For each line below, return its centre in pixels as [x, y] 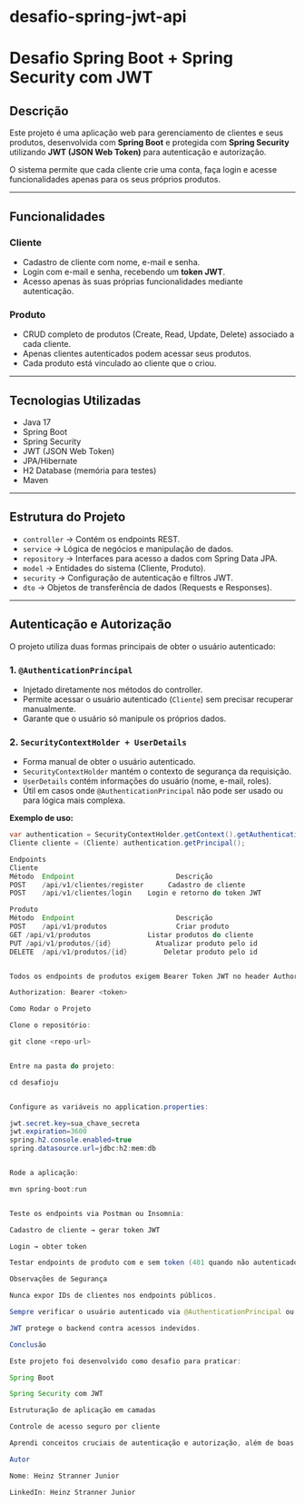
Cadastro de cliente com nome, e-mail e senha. [111, 262]
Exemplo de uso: [42, 818]
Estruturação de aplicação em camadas [83, 1410]
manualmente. [49, 708]
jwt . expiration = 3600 [49, 1132]
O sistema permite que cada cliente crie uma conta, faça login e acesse [143, 170]
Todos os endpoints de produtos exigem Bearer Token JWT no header [140, 976]
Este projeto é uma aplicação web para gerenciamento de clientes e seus [147, 133]
